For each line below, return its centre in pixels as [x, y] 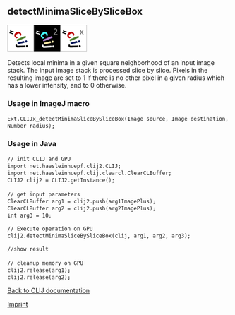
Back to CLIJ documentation [49, 291]
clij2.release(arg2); [39, 278]
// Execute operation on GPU [50, 229]
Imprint [18, 304]
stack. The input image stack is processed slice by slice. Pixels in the [108, 70]
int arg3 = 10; [30, 216]
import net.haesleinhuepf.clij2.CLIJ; [64, 166]
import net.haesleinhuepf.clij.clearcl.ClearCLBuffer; [90, 173]
